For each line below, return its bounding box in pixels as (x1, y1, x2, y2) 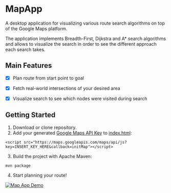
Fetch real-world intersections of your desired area (12, 85, 120, 91)
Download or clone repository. (12, 124, 77, 130)
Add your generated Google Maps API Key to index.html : (12, 129, 132, 136)
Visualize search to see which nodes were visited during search (12, 95, 147, 102)
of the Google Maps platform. (5, 25, 68, 31)
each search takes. (5, 46, 46, 52)
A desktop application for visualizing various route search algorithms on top (5, 20, 165, 26)
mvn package (5, 163, 31, 168)
